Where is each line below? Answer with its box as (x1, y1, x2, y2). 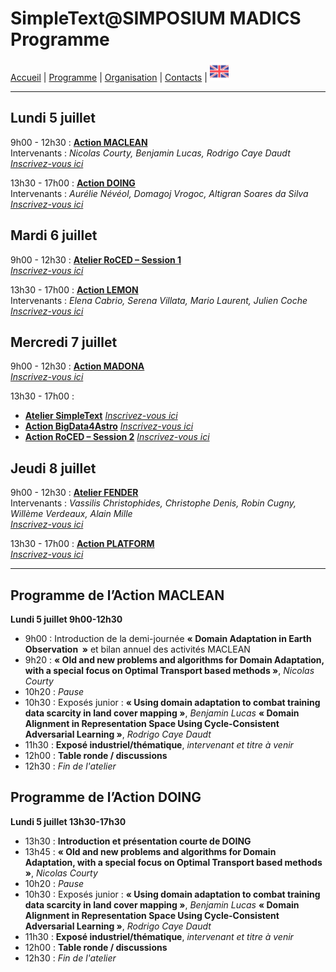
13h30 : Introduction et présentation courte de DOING (24, 835, 252, 847)
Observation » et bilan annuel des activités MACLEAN (24, 643, 251, 655)
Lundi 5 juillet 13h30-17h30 (10, 815, 127, 827)
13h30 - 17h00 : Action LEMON (10, 283, 139, 296)
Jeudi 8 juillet (10, 460, 97, 477)
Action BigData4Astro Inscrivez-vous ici (24, 420, 194, 432)
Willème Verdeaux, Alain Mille (10, 508, 133, 520)
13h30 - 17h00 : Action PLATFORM (10, 538, 155, 550)
